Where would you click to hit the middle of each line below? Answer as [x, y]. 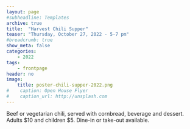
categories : [21, 51]
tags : [13, 62]
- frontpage [32, 68]
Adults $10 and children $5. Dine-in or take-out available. [78, 120]
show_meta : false [28, 46]
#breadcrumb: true [30, 40]
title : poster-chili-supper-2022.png [65, 85]
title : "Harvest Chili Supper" [47, 29]
